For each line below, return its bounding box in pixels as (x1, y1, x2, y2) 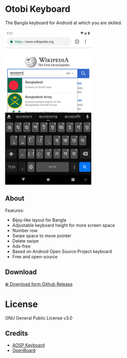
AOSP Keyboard (12, 342, 45, 348)
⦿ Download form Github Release (5, 281, 73, 287)
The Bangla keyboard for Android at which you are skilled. (5, 20, 123, 26)
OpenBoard (12, 348, 36, 354)
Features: (5, 207, 25, 213)
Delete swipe (12, 238, 39, 244)
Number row (12, 227, 38, 233)
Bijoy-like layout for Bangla (12, 217, 67, 223)
